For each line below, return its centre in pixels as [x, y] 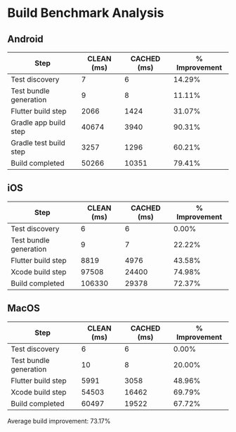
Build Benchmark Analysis [86, 13]
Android [25, 39]
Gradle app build [38, 123]
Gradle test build [38, 143]
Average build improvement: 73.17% [59, 421]
